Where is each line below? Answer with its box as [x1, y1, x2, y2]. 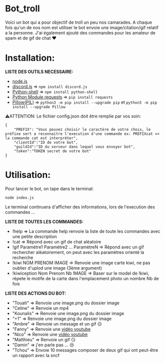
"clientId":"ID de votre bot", [14, 140, 78, 145]
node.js [12, 78, 28, 84]
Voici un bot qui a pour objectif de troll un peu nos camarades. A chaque [5, 19, 152, 25]
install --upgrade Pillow [12, 104, 66, 109]
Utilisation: [5, 169, 51, 181]
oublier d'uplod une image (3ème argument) [12, 265, 102, 271]
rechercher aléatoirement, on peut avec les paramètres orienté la [12, 249, 144, 255]
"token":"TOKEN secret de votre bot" [14, 149, 92, 154]
